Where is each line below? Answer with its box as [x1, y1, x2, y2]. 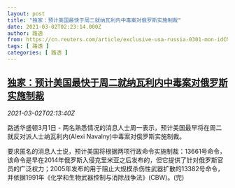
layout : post [7, 10, 45, 17]
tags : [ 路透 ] [7, 43, 50, 50]
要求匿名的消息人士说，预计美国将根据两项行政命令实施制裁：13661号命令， [7, 147, 226, 155]
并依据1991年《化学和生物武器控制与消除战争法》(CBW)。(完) [7, 173, 185, 182]
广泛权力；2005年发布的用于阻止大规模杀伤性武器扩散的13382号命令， [19, 164, 224, 173]
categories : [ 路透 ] [7, 50, 69, 57]
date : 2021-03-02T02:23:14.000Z [7, 23, 101, 30]
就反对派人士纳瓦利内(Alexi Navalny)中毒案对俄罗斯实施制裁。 [7, 132, 186, 140]
